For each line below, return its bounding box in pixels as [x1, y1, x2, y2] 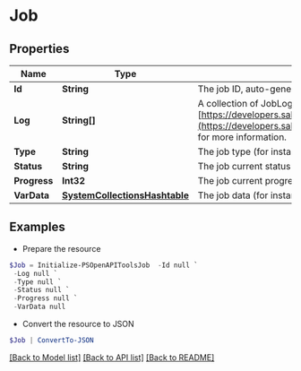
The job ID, [197, 82, 244, 95]
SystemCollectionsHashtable [62, 189, 190, 202]
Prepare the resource [21, 243, 101, 254]
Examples [9, 220, 65, 235]
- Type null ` [13, 277, 63, 287]
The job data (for [197, 189, 269, 202]
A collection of [197, 98, 259, 109]
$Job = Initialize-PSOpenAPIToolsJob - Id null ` [9, 261, 199, 270]
